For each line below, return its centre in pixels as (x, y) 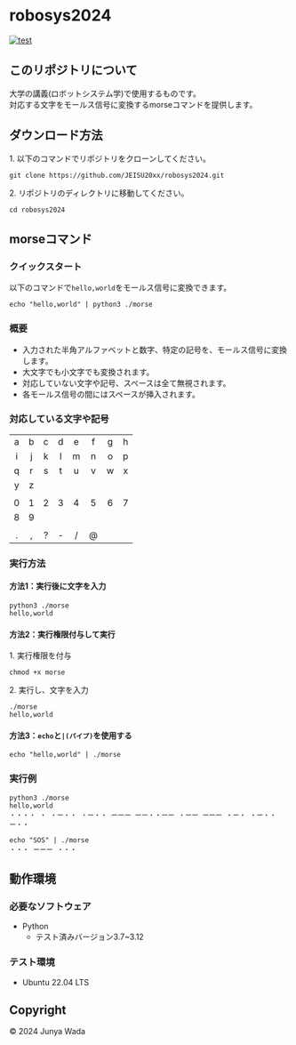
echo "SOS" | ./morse (49, 840)
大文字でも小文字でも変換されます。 (88, 372)
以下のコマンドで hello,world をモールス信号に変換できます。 (120, 288)
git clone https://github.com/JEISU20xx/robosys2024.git (117, 175)
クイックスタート (46, 266)
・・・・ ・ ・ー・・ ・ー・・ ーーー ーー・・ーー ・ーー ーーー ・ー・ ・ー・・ (143, 815)
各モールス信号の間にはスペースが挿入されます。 (111, 394)
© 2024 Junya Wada (48, 1032)
